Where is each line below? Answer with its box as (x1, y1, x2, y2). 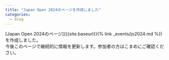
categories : (5, 12, 30, 17)
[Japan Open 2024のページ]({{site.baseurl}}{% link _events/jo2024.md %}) (5, 31, 162, 37)
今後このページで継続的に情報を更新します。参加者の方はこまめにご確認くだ (5, 43, 164, 49)
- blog (10, 16, 24, 21)
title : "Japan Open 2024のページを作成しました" (5, 7, 101, 12)
